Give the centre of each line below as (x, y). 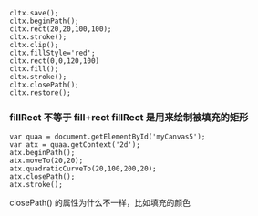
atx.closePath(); (42, 177)
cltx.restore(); (40, 93)
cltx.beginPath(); (44, 21)
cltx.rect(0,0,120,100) (55, 61)
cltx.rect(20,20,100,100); (61, 29)
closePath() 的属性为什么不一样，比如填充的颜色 (100, 203)
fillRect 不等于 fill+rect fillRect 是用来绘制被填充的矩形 (129, 117)
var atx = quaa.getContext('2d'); (75, 145)
